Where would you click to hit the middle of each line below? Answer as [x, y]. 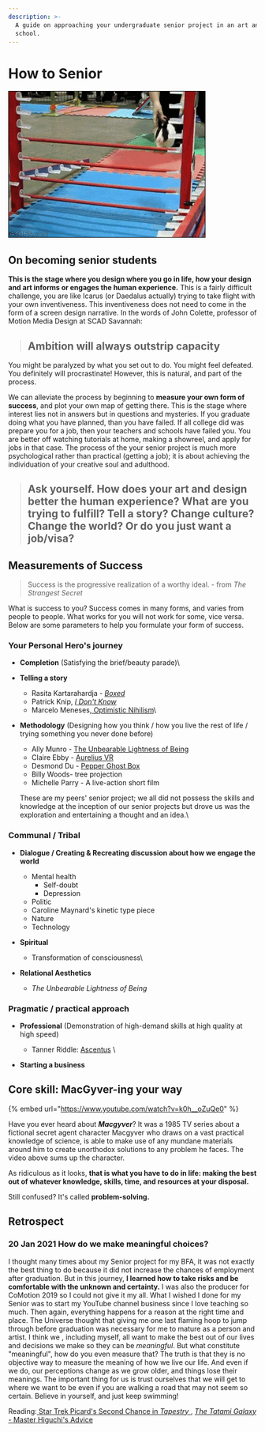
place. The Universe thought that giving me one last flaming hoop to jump [128, 1320]
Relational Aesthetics [56, 973]
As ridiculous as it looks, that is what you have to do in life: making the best [132, 1173]
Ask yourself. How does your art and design [137, 489]
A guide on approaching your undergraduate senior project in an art [132, 25]
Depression [62, 893]
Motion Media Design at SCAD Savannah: [76, 321]
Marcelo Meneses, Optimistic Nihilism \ [93, 710]
